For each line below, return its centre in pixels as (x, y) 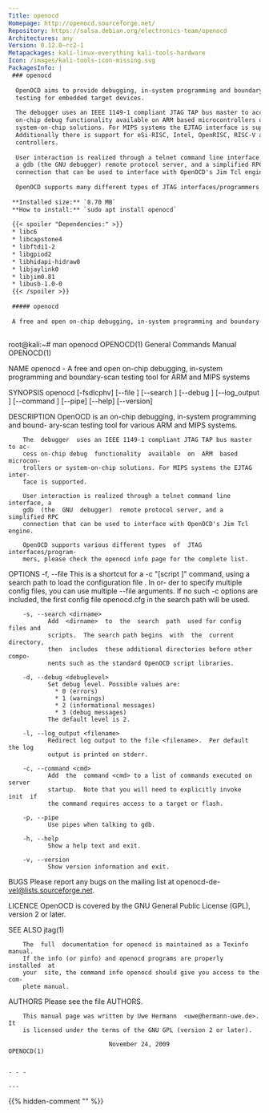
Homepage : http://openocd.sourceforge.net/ (82, 23)
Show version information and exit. (109, 867)
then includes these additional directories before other (150, 649)
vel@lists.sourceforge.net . (52, 890)
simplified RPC (34, 517)
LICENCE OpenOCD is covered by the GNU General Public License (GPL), (129, 905)
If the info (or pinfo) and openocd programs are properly (123, 958)
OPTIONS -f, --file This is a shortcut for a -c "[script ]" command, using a (129, 573)
